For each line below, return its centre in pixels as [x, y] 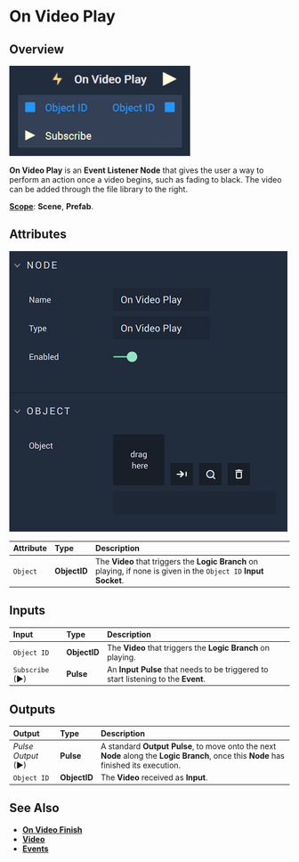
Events [35, 849]
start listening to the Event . [156, 679]
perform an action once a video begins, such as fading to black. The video [145, 179]
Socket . [109, 580]
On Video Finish [52, 829]
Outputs [32, 709]
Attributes [38, 235]
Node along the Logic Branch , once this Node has [193, 755]
